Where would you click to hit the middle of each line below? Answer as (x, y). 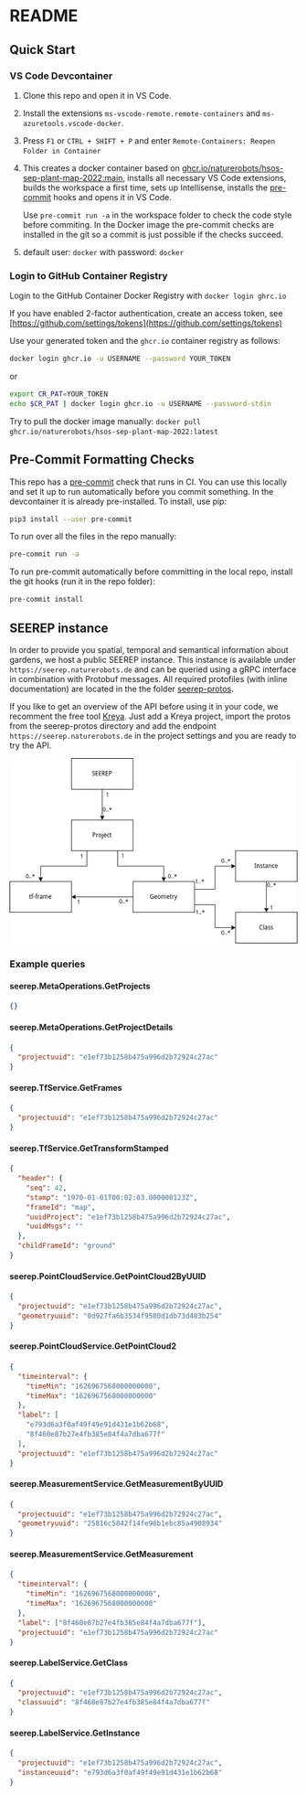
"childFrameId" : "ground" (67, 1246)
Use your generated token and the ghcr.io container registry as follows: (145, 341)
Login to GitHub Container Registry (89, 275)
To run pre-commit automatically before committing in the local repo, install (151, 572)
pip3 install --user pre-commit (71, 519)
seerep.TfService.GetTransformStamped (89, 1148)
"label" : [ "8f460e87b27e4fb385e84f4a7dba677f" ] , (112, 1623)
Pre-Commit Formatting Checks (102, 459)
